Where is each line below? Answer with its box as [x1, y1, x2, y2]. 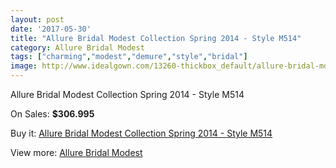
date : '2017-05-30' [10, 24, 92, 34]
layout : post [10, 14, 65, 25]
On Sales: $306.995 [10, 108, 95, 120]
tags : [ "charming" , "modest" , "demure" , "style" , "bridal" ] [10, 52, 248, 62]
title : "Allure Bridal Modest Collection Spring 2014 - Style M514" [10, 33, 302, 43]
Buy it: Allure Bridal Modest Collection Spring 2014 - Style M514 [10, 127, 273, 139]
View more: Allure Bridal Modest [10, 147, 143, 158]
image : [10, 61, 38, 71]
